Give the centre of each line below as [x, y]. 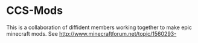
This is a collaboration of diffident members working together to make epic [99, 27]
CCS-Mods [35, 11]
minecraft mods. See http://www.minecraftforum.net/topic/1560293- [91, 33]
